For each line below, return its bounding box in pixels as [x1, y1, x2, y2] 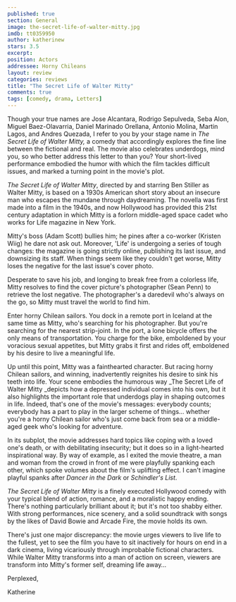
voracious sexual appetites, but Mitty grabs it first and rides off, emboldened [7, 341, 230, 349]
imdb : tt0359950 [7, 30, 55, 37]
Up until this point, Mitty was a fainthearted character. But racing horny [7, 363, 213, 370]
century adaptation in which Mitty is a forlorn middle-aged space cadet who [7, 211, 228, 219]
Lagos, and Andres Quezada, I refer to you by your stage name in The [7, 130, 210, 138]
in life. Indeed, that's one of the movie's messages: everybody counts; [7, 400, 211, 408]
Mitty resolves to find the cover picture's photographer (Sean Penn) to [7, 283, 211, 291]
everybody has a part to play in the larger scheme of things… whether [7, 408, 210, 415]
